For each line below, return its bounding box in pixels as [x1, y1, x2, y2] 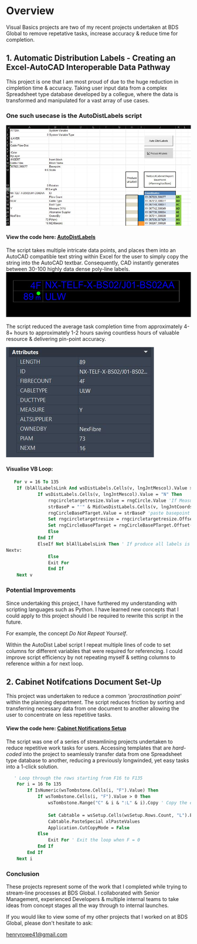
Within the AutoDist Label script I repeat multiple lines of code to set [6, 641, 171, 648]
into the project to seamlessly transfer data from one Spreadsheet [22, 750, 182, 757]
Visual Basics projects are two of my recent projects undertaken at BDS [6, 24, 179, 31]
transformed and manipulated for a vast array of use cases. [6, 97, 150, 104]
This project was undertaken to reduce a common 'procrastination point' [6, 693, 182, 700]
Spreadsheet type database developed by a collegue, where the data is [6, 90, 179, 98]
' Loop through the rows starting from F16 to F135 [13, 775, 143, 781]
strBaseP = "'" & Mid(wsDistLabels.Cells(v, [47, 504, 159, 510]
